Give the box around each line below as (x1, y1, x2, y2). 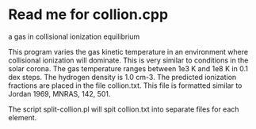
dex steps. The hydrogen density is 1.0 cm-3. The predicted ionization (8, 72, 237, 82)
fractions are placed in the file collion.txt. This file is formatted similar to (8, 81, 243, 90)
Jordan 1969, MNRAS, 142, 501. (8, 89, 111, 98)
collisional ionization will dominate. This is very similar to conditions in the (8, 55, 249, 65)
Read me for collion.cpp (8, 6, 169, 24)
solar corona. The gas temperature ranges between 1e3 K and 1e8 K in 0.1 (8, 63, 248, 73)
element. (8, 112, 37, 122)
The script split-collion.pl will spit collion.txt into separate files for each (8, 104, 239, 114)
